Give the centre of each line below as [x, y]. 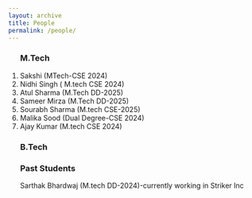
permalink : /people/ [43, 30]
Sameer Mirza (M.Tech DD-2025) [74, 101]
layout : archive [35, 16]
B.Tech [33, 146]
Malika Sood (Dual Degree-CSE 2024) [82, 118]
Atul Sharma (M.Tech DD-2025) [72, 92]
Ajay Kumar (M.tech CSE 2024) [71, 126]
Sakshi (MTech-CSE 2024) [64, 76]
